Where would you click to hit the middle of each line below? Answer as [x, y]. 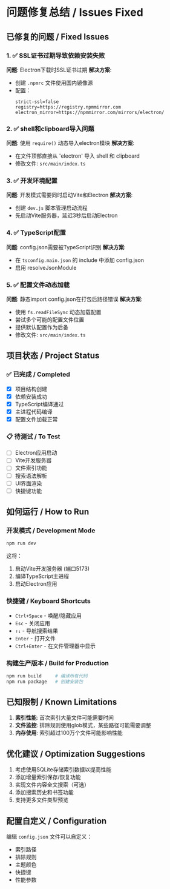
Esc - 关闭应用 [32, 623]
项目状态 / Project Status [53, 356]
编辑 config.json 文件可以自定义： [49, 837]
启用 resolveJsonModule [46, 267]
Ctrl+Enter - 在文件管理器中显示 [55, 646]
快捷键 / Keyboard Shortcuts [48, 601]
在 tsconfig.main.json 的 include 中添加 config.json [79, 260]
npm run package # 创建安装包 [45, 682]
